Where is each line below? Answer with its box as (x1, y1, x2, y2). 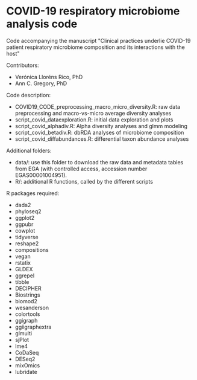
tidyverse (14, 233, 39, 240)
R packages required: (6, 189, 60, 197)
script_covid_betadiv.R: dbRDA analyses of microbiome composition (14, 129, 184, 136)
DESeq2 (14, 355, 36, 362)
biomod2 (14, 297, 37, 304)
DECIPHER (14, 285, 42, 292)
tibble (14, 278, 30, 285)
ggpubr (14, 221, 34, 228)
